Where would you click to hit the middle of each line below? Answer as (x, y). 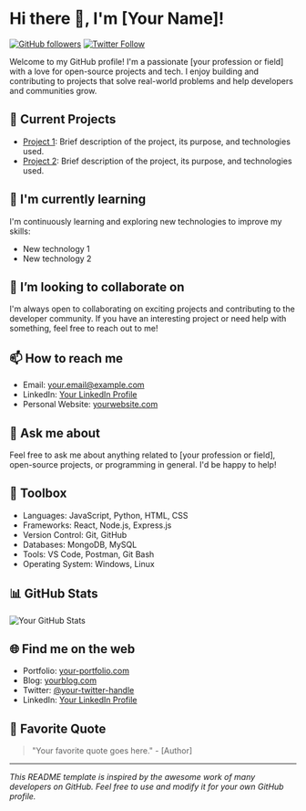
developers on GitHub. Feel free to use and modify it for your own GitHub (147, 787)
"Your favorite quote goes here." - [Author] (112, 751)
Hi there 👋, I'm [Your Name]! (117, 19)
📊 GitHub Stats (54, 594)
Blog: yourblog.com (60, 680)
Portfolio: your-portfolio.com (76, 671)
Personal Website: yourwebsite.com (90, 405)
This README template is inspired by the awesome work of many (133, 777)
